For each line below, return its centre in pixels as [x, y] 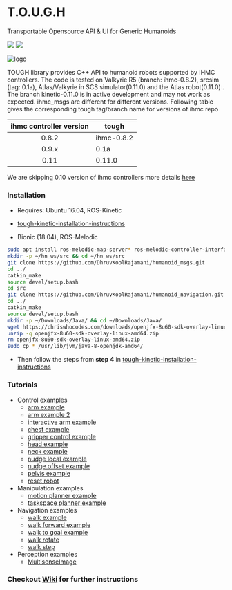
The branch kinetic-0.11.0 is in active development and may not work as [109, 94]
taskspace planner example [67, 503]
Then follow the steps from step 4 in [69, 360]
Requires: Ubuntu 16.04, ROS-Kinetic [69, 210]
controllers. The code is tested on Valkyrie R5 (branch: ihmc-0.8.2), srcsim [113, 80]
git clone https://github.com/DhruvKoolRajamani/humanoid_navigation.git [116, 295]
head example [48, 444]
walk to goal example [58, 532]
